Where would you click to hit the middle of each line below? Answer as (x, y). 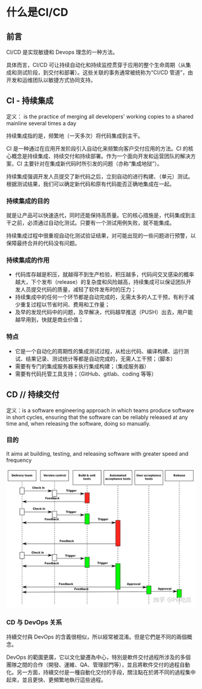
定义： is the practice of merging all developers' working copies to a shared (100, 116)
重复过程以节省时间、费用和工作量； (65, 304)
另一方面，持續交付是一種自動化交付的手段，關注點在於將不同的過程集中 (106, 672)
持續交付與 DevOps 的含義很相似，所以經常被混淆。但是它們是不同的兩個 (97, 637)
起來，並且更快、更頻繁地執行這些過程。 (56, 679)
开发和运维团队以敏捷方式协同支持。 (51, 80)
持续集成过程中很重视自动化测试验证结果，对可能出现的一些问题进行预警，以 (101, 236)
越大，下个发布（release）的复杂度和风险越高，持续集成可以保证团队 (100, 282)
